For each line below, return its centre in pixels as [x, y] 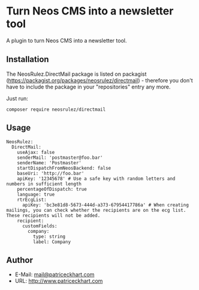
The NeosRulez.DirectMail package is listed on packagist [76, 74]
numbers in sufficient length [44, 184]
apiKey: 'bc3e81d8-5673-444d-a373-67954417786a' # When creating [105, 205]
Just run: [17, 98]
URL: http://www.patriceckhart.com [59, 281]
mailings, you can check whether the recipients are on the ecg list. [96, 210]
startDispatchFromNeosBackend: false [64, 168]
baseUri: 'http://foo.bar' [51, 173]
